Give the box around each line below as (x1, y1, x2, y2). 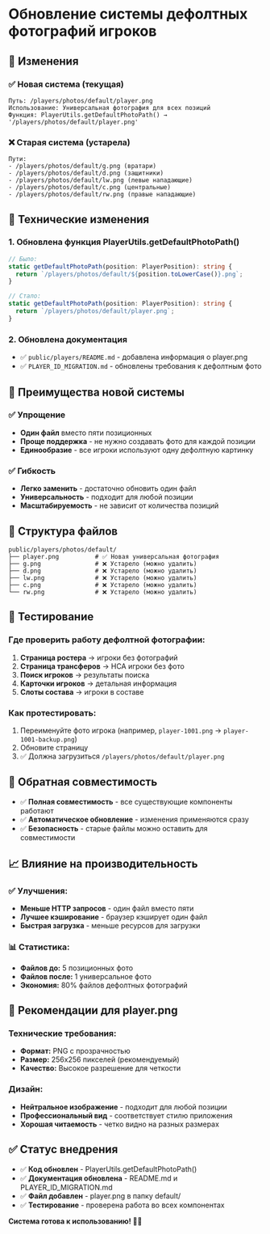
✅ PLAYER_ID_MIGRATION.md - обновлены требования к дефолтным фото (19, 361, 262, 371)
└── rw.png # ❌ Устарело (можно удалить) (8, 588, 197, 596)
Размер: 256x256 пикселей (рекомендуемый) (19, 1054, 180, 1064)
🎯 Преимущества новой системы (8, 385, 185, 399)
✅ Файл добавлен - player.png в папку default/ (19, 1190, 181, 1201)
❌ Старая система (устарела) (8, 137, 131, 148)
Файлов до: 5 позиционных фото (19, 963, 134, 973)
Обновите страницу (19, 742, 89, 752)
